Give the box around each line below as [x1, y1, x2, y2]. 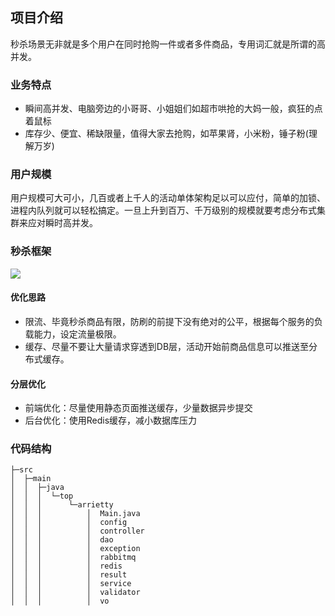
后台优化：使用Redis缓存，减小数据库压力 [24, 414, 198, 427]
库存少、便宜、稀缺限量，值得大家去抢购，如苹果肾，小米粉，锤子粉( [24, 128, 309, 140]
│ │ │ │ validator [10, 588, 141, 598]
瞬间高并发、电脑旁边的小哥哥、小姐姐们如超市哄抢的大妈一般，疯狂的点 [24, 103, 323, 115]
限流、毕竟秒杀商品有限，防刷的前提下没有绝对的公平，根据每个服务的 [24, 315, 315, 327]
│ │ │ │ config [10, 518, 128, 528]
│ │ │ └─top [10, 491, 74, 502]
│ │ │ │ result [10, 570, 128, 580]
